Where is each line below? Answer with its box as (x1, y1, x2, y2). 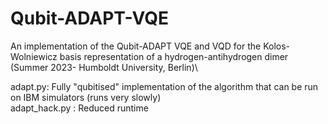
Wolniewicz (10, 50, 58, 62)
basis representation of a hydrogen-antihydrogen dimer (59, 50, 289, 62)
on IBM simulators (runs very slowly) (10, 91, 162, 103)
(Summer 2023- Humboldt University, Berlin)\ (10, 61, 198, 73)
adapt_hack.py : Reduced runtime (10, 102, 149, 114)
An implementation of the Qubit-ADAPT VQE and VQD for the (10, 40, 262, 52)
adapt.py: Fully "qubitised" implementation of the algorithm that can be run (10, 80, 319, 92)
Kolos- (263, 40, 290, 52)
